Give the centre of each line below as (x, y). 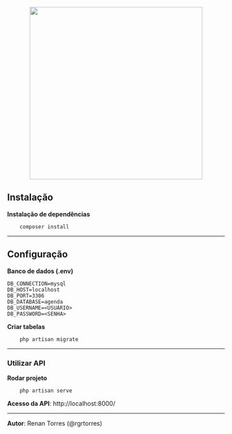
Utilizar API (27, 363)
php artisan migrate (49, 339)
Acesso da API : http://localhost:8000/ (61, 403)
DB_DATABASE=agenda (35, 302)
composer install (45, 227)
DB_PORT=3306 (26, 296)
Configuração (38, 254)
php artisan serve (46, 391)
